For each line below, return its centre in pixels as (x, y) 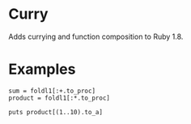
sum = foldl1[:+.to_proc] (52, 91)
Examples (42, 69)
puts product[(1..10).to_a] (56, 112)
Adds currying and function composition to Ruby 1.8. (96, 36)
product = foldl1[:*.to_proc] (59, 98)
